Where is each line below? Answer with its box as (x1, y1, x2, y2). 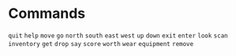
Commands (8, 5, 86, 23)
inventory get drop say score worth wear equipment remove (8, 40, 194, 47)
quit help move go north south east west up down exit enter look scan (8, 32, 228, 40)
